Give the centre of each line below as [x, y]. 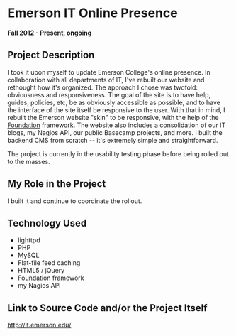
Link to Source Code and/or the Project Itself [107, 308]
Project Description [51, 55]
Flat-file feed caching [49, 263]
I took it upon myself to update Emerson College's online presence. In [109, 72]
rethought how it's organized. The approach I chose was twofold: [103, 87]
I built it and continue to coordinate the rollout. [75, 201]
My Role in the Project [57, 184]
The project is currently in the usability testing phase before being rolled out [118, 153]
